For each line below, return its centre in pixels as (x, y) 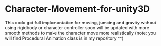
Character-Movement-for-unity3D (78, 9)
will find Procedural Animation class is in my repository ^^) (64, 38)
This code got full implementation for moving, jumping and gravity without (80, 23)
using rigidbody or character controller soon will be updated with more (77, 27)
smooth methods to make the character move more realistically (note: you (80, 33)
